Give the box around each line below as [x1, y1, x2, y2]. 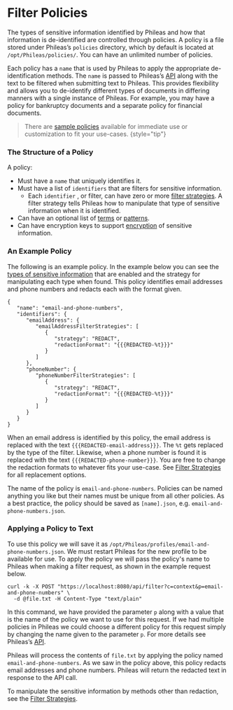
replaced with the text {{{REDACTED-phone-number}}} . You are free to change [7, 456, 226, 464]
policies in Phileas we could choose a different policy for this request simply [7, 622, 226, 631]
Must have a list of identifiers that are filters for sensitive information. [17, 184, 223, 193]
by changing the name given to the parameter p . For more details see [7, 629, 206, 639]
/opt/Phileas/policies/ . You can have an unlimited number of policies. [7, 50, 213, 59]
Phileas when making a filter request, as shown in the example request [7, 562, 211, 571]
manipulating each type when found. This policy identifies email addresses [7, 277, 223, 285]
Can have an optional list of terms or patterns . [17, 214, 150, 222]
